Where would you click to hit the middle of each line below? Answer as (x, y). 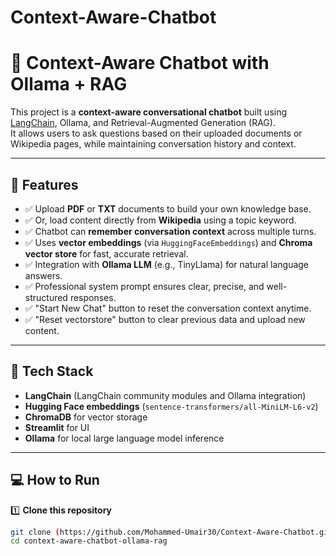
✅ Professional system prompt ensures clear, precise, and (144, 286)
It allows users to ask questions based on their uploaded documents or (156, 133)
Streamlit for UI (57, 427)
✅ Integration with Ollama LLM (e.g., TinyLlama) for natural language (167, 264)
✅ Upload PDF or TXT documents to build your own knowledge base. (168, 208)
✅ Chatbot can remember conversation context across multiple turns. (170, 231)
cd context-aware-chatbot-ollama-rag (89, 541)
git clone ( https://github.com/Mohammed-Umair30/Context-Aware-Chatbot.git (171, 532)
